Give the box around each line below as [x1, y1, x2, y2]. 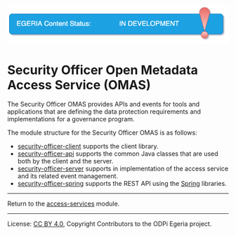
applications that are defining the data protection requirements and [7, 107, 202, 116]
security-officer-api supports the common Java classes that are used [17, 149, 219, 158]
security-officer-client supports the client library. [17, 142, 159, 151]
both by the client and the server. [17, 157, 114, 166]
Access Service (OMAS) [7, 76, 151, 93]
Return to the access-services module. [7, 199, 120, 208]
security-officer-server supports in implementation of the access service [17, 164, 229, 173]
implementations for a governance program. [7, 115, 135, 123]
